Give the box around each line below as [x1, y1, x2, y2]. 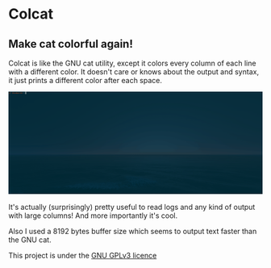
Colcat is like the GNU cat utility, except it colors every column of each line [8, 58, 256, 68]
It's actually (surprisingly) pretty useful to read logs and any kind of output [8, 202, 256, 211]
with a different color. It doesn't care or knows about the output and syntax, [8, 67, 260, 77]
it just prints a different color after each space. [8, 76, 163, 85]
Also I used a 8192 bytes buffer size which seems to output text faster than [8, 226, 257, 236]
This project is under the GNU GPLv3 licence [8, 250, 157, 260]
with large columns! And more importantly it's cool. [8, 211, 178, 220]
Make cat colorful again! [8, 37, 133, 51]
